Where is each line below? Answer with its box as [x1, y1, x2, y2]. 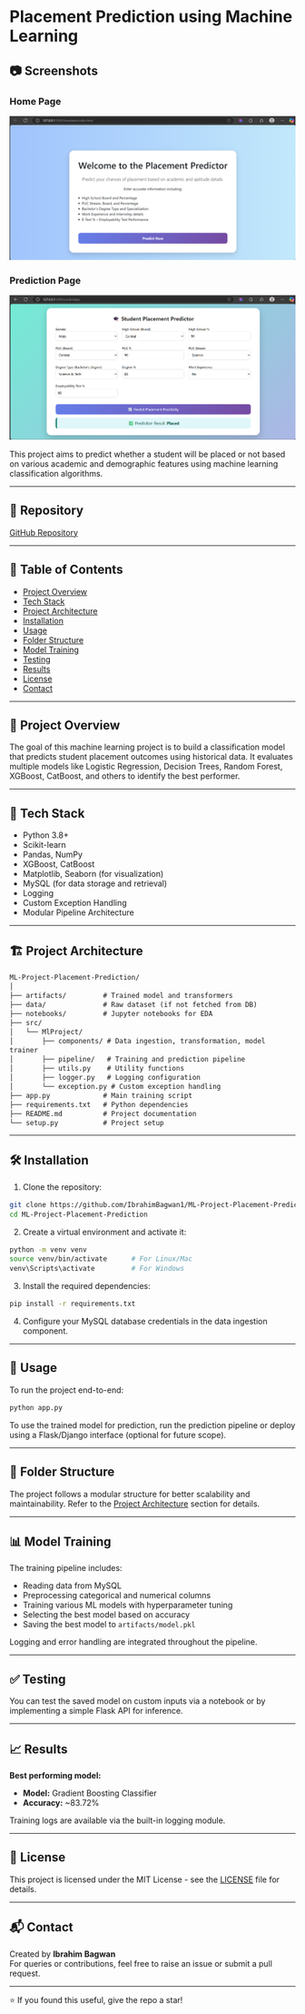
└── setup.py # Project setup [9, 1118, 165, 1127]
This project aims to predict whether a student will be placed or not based [9, 448, 286, 459]
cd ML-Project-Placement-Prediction [9, 1210, 148, 1219]
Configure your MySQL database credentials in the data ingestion [22, 1316, 268, 1326]
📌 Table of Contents [9, 562, 123, 578]
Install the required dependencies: [22, 1281, 152, 1292]
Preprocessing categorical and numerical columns [22, 1590, 212, 1601]
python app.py [9, 1403, 64, 1412]
